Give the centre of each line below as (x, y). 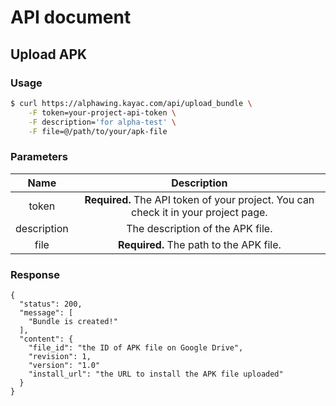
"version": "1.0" (64, 365)
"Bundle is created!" (73, 321)
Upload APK (49, 54)
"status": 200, (51, 304)
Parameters (39, 157)
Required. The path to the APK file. (199, 244)
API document (71, 17)
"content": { (46, 339)
